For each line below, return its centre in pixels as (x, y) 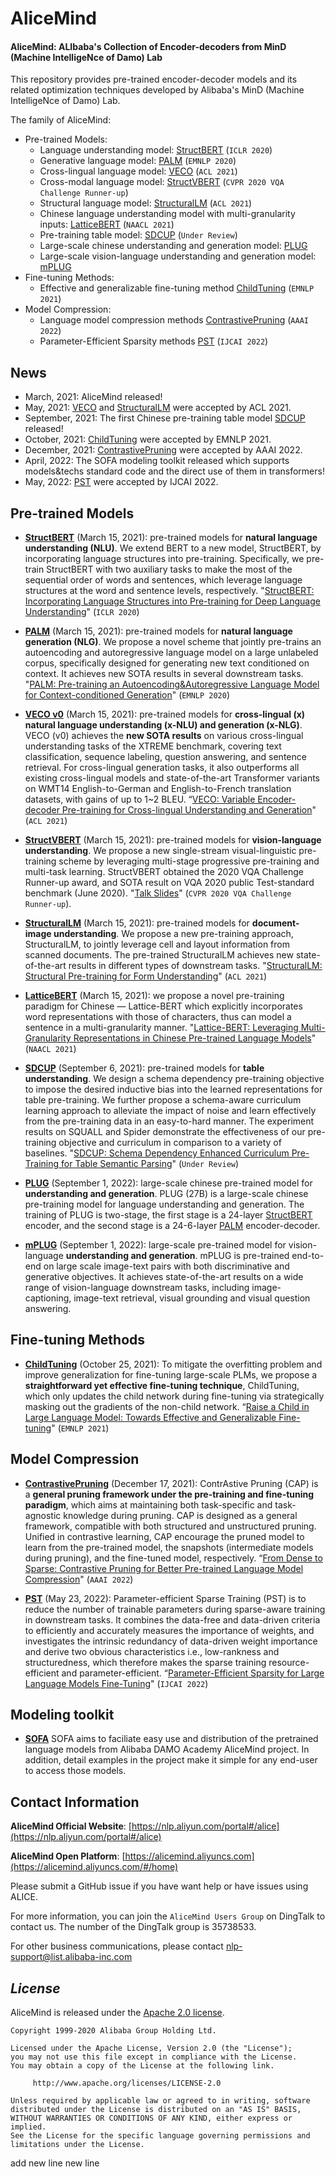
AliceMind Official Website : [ (71, 1826)
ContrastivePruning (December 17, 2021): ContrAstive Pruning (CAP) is (171, 1483)
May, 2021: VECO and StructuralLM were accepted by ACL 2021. (158, 408)
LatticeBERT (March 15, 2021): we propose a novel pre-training (154, 996)
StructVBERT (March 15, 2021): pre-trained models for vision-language (173, 840)
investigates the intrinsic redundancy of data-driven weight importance (171, 1641)
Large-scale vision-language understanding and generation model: (178, 256)
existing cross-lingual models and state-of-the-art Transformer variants (172, 778)
